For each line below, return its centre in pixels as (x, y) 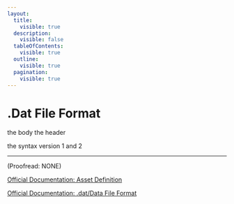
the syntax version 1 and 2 (45, 146)
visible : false (42, 40)
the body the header (37, 133)
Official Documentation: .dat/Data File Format (72, 194)
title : (23, 20)
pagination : (31, 72)
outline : (26, 59)
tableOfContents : (39, 46)
